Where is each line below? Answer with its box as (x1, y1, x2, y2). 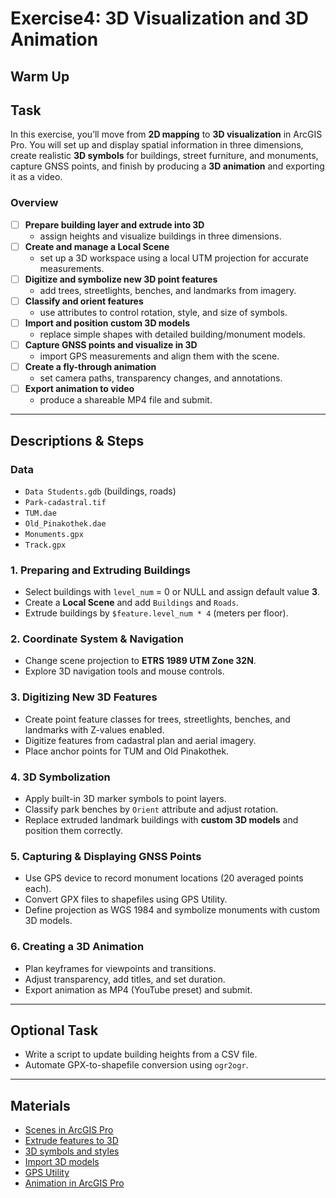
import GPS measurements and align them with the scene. (39, 350, 280, 362)
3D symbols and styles (24, 1145, 120, 1157)
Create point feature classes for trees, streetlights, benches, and (24, 713, 291, 725)
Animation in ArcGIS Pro (24, 1177, 125, 1189)
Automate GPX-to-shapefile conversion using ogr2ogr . (24, 1059, 249, 1071)
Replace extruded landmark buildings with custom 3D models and (24, 814, 299, 826)
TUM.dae (24, 508, 57, 518)
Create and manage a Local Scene (24, 240, 170, 252)
